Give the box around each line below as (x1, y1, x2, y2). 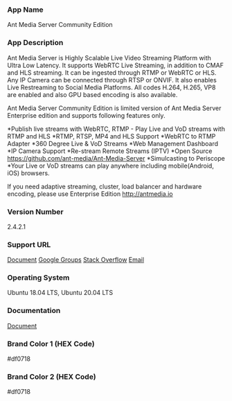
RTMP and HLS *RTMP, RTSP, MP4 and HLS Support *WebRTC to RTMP (7, 132, 216, 140)
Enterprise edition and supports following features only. (7, 111, 166, 119)
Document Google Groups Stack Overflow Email (7, 256, 144, 264)
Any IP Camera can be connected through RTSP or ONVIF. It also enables (7, 75, 217, 84)
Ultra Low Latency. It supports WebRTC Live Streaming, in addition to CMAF (7, 61, 224, 69)
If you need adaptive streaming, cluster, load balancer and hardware (7, 182, 202, 190)
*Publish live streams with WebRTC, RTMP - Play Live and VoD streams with (7, 125, 225, 133)
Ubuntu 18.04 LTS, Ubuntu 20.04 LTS (7, 289, 113, 297)
